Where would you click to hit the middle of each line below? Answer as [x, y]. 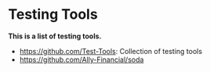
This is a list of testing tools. [55, 36]
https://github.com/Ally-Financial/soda [81, 59]
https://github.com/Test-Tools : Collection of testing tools [110, 51]
